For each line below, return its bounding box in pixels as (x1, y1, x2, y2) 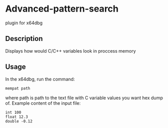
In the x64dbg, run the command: (5, 76, 75, 82)
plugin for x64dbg (5, 20, 43, 26)
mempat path (5, 86, 30, 91)
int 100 (5, 110, 22, 115)
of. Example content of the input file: (5, 100, 81, 106)
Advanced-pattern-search (5, 3, 119, 15)
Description (5, 34, 43, 43)
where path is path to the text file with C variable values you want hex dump (5, 95, 163, 101)
